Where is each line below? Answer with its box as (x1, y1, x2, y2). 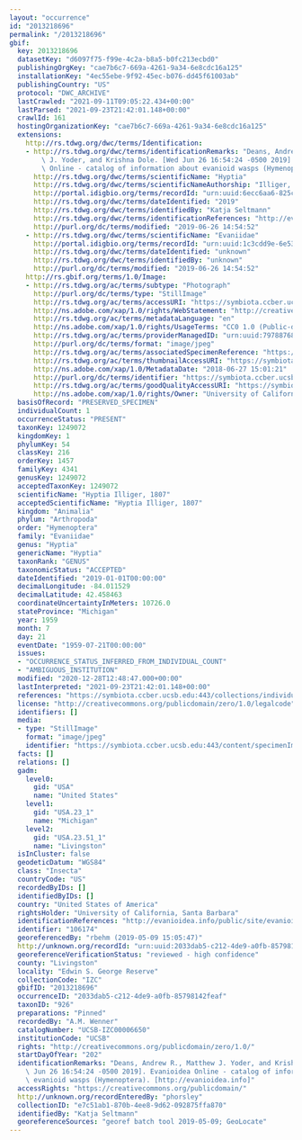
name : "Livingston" (32, 841, 106, 850)
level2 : (25, 824, 54, 833)
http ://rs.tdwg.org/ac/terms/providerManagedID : (32, 331, 219, 340)
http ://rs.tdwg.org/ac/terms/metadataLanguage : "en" (32, 314, 235, 324)
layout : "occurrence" (9, 13, 91, 22)
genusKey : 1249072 (17, 473, 87, 482)
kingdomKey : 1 (17, 431, 70, 441)
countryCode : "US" (17, 875, 87, 884)
